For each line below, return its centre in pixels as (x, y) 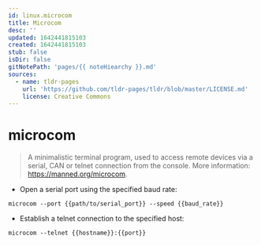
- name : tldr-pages (47, 81)
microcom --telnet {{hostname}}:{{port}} (77, 233)
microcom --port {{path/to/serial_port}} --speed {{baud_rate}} (116, 204)
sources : (22, 74)
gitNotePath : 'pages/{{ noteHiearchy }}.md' (82, 67)
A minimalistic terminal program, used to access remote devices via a (140, 157)
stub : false (28, 52)
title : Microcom (35, 23)
